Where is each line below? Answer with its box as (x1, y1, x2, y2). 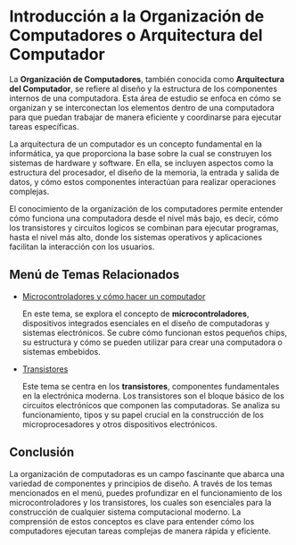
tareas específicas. (9, 121, 79, 131)
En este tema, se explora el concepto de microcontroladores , (21, 308, 250, 319)
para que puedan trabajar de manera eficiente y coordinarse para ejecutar (9, 112, 283, 122)
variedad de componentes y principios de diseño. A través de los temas (9, 478, 273, 489)
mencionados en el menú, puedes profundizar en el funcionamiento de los (9, 487, 283, 498)
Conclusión (9, 445, 75, 460)
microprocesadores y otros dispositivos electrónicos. (21, 418, 218, 430)
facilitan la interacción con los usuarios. (9, 241, 155, 252)
